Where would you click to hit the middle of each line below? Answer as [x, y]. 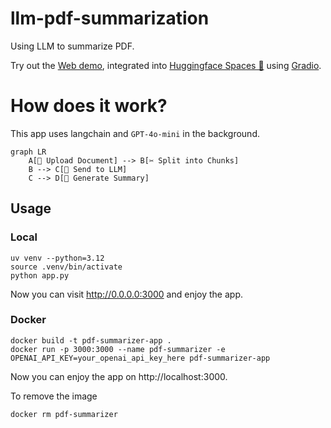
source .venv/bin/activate [66, 267]
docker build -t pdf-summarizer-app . [91, 340]
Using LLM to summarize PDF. [72, 46]
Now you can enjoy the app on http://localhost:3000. [119, 376]
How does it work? [89, 106]
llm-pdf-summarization [110, 18]
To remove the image [54, 396]
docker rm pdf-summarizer [64, 414]
